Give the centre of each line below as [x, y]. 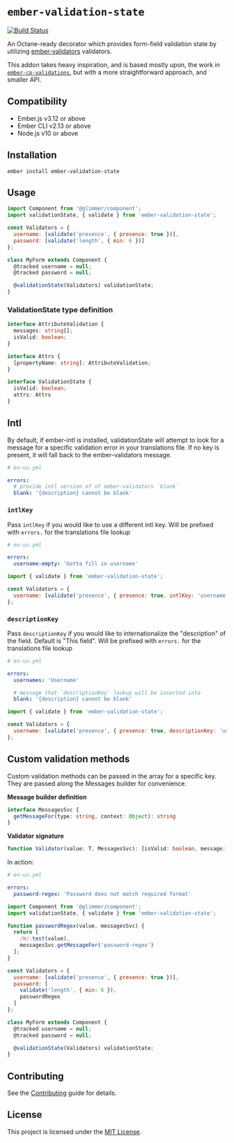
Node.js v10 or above [48, 133]
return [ [26, 932]
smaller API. [24, 80]
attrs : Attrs [32, 395]
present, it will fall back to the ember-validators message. [89, 455]
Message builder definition [47, 797]
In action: [21, 862]
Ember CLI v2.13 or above [54, 126]
